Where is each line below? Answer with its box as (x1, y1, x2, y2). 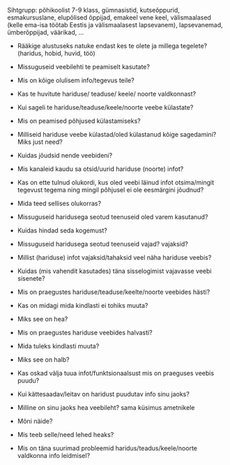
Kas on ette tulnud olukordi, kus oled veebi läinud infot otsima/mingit (17, 178, 215, 186)
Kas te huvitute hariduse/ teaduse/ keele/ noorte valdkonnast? (17, 90, 197, 98)
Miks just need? (17, 138, 63, 146)
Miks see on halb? (17, 355, 70, 364)
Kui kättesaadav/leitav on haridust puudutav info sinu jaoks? (17, 390, 190, 398)
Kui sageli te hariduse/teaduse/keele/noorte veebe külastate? (17, 103, 194, 111)
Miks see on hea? (17, 315, 68, 323)
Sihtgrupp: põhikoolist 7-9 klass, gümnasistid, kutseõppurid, (7, 6, 180, 14)
